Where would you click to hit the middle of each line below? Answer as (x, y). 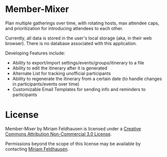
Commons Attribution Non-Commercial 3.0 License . (58, 134)
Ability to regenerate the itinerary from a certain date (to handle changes (87, 78)
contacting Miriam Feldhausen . (37, 149)
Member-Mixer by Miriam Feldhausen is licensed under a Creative (73, 128)
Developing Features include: (35, 53)
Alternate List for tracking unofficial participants (61, 73)
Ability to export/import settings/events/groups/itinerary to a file (78, 62)
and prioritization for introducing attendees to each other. (64, 28)
